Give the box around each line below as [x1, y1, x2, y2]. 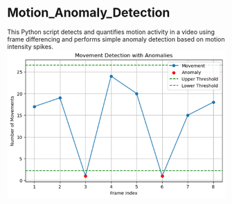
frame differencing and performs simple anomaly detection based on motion [7, 35, 225, 43]
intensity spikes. [7, 42, 54, 50]
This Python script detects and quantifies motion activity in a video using [7, 28, 215, 36]
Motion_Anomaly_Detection [7, 5, 170, 21]
